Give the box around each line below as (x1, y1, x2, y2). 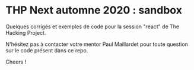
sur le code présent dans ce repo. (5, 46, 88, 54)
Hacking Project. (5, 29, 46, 36)
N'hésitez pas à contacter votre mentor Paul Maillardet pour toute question (5, 41, 188, 48)
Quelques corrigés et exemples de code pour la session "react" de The (5, 23, 179, 30)
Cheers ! (5, 58, 27, 65)
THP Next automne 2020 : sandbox (5, 4, 182, 17)
